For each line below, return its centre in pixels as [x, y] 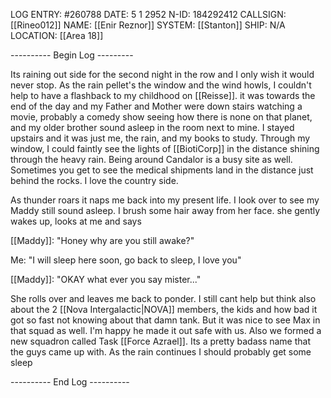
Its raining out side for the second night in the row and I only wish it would [162, 74]
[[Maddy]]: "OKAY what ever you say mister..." [106, 279]
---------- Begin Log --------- [72, 55]
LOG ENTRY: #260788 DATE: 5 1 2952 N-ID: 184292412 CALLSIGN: [148, 14]
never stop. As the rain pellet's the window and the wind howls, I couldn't [161, 85]
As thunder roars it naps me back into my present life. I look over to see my [165, 200]
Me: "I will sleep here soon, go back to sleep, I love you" [126, 260]
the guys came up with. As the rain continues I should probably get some [161, 352]
